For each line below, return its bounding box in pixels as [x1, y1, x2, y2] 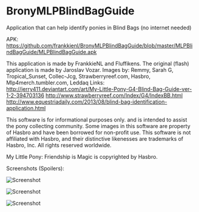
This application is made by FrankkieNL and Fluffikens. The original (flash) [6, 60, 189, 67]
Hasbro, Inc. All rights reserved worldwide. [6, 141, 112, 149]
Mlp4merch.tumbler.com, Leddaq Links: [6, 79, 105, 86]
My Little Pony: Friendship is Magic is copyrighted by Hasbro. [6, 153, 158, 160]
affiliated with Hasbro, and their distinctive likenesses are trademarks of [6, 135, 184, 142]
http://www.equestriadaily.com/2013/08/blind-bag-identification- [6, 98, 168, 105]
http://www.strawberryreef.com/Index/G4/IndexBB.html [46, 92, 183, 99]
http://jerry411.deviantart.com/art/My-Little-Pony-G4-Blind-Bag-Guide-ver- [6, 85, 192, 92]
